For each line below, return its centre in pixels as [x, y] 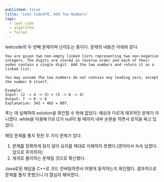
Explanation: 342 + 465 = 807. [37, 103]
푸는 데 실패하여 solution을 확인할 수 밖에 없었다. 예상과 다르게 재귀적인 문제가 [80, 113]
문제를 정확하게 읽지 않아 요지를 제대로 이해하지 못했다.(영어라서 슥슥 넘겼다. [85, 146]
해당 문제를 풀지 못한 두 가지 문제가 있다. [44, 136]
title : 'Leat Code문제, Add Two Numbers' [47, 14]
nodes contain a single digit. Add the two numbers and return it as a [80, 65]
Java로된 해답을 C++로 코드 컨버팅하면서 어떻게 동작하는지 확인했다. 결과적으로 [81, 169]
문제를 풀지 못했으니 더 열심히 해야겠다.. [43, 175]
